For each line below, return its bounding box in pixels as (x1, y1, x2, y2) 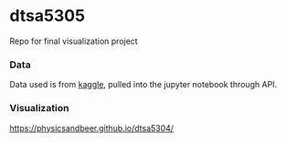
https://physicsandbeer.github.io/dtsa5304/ (9, 122, 175, 133)
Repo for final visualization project (9, 36, 139, 46)
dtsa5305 (9, 5, 85, 26)
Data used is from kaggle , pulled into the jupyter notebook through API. (9, 79, 278, 90)
